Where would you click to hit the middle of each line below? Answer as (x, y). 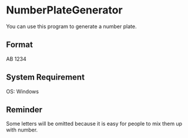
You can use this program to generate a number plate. (71, 26)
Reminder (24, 110)
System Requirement (46, 77)
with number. (22, 130)
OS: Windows (23, 91)
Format (20, 45)
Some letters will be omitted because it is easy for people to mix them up (94, 124)
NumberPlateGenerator (64, 10)
